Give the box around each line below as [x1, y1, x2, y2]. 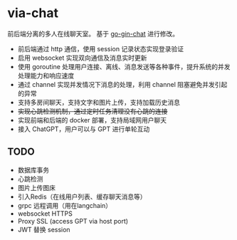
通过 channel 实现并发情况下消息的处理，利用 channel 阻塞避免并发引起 [17, 80, 228, 88]
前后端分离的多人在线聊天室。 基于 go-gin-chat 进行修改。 [7, 29, 179, 38]
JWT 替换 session [17, 225, 70, 234]
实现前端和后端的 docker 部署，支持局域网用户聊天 [17, 115, 167, 124]
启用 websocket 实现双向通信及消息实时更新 [17, 53, 147, 62]
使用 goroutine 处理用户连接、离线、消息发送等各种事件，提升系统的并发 [17, 62, 231, 71]
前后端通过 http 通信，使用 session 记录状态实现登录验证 [17, 44, 184, 53]
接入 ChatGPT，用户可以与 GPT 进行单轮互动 [17, 125, 150, 133]
